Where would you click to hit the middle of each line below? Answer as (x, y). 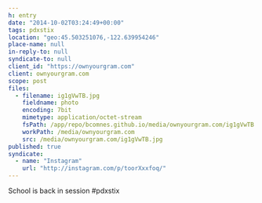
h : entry (22, 15)
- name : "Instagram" (49, 161)
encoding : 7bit (47, 111)
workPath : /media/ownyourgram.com (78, 132)
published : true (35, 147)
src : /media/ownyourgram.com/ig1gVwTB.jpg (93, 139)
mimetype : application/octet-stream (82, 118)
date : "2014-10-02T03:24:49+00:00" (66, 23)
